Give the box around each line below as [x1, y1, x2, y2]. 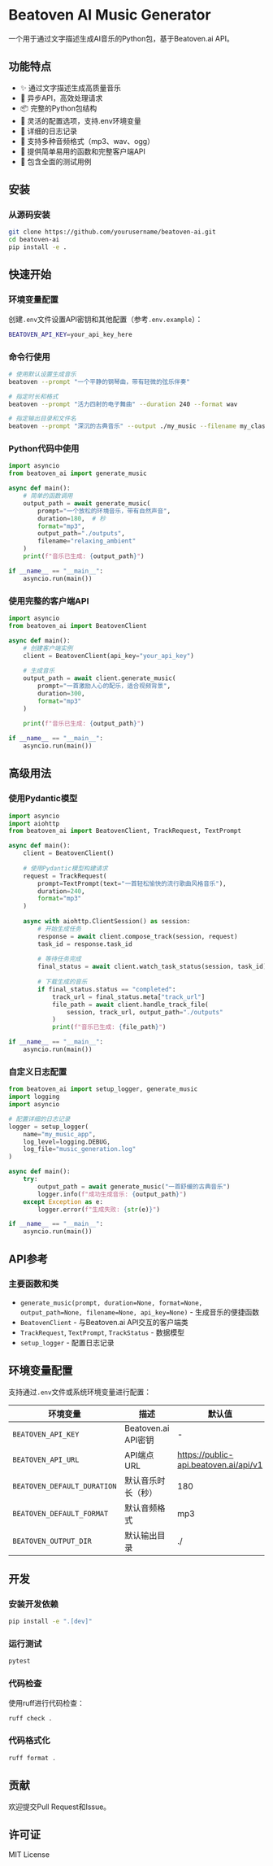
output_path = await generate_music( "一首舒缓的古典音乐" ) [37, 1182, 231, 1191]
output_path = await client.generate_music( [23, 674, 176, 682]
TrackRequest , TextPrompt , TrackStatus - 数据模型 [19, 1328, 185, 1337]
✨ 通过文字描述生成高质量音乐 [19, 83, 122, 93]
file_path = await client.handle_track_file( [51, 1001, 209, 1009]
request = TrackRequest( [23, 872, 107, 880]
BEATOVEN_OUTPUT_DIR [12, 1536, 92, 1546]
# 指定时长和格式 [8, 392, 58, 400]
